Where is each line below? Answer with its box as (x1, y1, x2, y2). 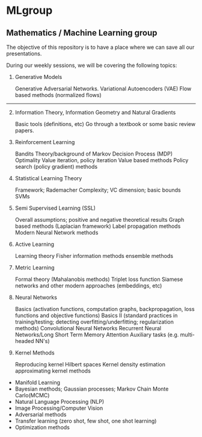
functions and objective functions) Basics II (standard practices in (14, 312, 178, 319)
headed (14, 338, 34, 344)
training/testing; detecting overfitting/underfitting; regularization (14, 318, 174, 325)
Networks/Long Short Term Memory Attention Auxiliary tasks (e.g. (14, 331, 179, 338)
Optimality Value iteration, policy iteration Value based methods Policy (14, 157, 189, 163)
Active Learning (14, 241, 55, 248)
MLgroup (6, 4, 53, 17)
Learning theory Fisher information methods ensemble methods (14, 253, 173, 259)
